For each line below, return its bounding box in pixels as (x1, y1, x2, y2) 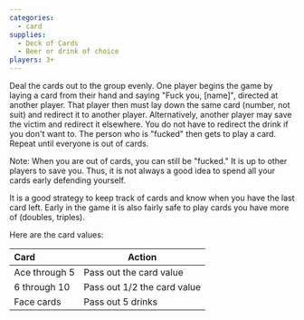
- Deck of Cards (17, 38, 79, 48)
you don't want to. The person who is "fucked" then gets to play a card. (9, 129, 277, 139)
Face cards (14, 296, 62, 308)
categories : (9, 13, 54, 23)
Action (128, 251, 157, 263)
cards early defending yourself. (9, 175, 127, 186)
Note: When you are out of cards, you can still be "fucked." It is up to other (9, 156, 288, 166)
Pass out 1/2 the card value (83, 281, 202, 293)
